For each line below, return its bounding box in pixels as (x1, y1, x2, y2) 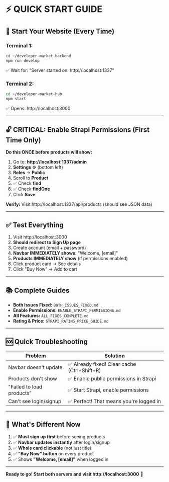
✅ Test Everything (6, 220, 64, 229)
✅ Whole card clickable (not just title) (13, 445, 92, 451)
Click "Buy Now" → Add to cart (13, 266, 77, 272)
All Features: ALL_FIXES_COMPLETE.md (13, 312, 89, 319)
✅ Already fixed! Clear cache (68, 360, 136, 367)
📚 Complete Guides (6, 286, 70, 294)
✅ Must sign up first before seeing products (13, 433, 105, 440)
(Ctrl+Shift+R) (68, 367, 101, 374)
